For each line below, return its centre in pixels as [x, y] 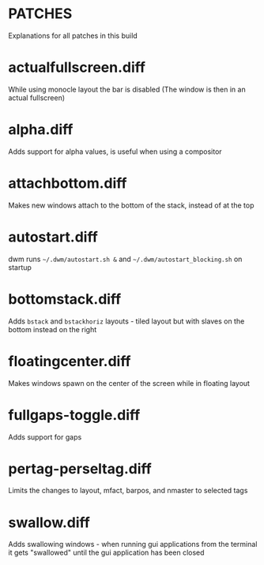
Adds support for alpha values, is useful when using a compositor [115, 152]
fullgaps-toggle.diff [74, 415]
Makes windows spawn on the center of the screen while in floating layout [129, 383]
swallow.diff [49, 522]
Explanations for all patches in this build [73, 36]
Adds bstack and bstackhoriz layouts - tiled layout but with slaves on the [126, 321]
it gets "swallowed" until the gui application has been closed [106, 552]
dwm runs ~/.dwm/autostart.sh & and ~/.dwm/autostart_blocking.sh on [125, 259]
